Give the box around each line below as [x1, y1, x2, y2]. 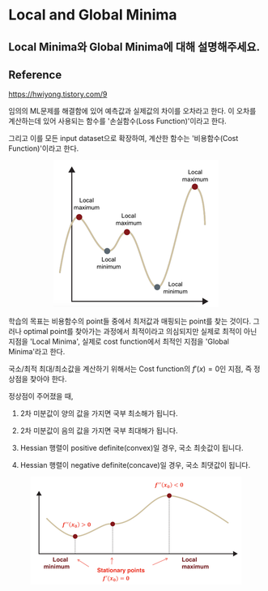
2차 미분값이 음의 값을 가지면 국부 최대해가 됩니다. [19, 426, 178, 435]
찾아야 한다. [29, 375, 67, 384]
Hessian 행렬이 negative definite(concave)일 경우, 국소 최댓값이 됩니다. [19, 460, 251, 470]
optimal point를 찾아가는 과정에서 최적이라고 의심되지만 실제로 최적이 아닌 [23, 327, 257, 336]
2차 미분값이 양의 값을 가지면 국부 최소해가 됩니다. [19, 409, 178, 418]
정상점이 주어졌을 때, [8, 392, 74, 401]
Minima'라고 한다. [8, 347, 66, 357]
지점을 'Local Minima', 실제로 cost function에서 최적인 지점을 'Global [8, 336, 229, 346]
